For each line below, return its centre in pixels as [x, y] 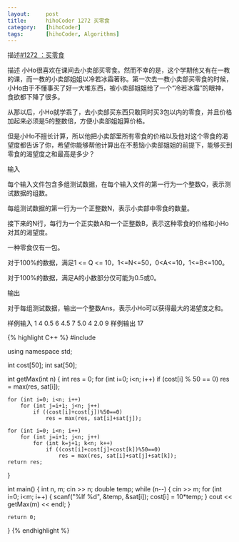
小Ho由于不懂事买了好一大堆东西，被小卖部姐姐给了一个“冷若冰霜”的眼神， [118, 88]
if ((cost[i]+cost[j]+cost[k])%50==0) [103, 450]
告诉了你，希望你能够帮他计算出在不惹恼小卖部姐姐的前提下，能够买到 [129, 145]
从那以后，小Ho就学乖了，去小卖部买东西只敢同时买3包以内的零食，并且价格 [120, 112]
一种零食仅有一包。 [36, 247]
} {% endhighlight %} [39, 531]
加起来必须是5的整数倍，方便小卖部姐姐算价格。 [78, 121]
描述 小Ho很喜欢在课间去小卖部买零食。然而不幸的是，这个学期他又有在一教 [119, 70]
